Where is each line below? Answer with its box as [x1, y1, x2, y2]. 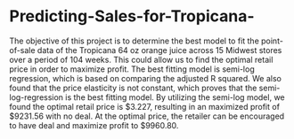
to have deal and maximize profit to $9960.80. [9, 120, 179, 130]
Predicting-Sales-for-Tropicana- [9, 6, 256, 27]
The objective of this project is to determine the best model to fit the [9, 35, 260, 46]
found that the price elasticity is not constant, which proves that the [9, 82, 257, 93]
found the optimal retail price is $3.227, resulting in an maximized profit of [9, 101, 281, 112]
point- [261, 35, 283, 46]
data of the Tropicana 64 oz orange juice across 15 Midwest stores [37, 44, 282, 55]
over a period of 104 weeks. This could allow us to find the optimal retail [9, 54, 274, 65]
